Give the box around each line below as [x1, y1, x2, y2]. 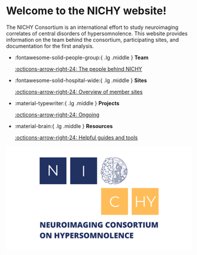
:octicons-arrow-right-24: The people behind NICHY [14, 65, 143, 72]
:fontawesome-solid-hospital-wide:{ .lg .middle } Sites [14, 77, 147, 84]
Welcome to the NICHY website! [6, 4, 167, 18]
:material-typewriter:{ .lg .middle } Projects [14, 99, 120, 107]
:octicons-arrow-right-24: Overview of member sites [14, 88, 143, 95]
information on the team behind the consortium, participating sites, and [6, 36, 179, 43]
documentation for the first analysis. [6, 42, 94, 50]
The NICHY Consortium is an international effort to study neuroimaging [6, 24, 179, 31]
